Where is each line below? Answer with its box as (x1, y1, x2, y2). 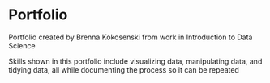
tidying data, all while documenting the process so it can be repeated (8, 64, 239, 74)
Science (8, 40, 36, 50)
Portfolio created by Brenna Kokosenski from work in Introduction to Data (8, 32, 253, 42)
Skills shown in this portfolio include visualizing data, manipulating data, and (8, 56, 263, 66)
